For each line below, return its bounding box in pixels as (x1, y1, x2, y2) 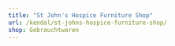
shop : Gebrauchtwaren (8, 26, 80, 34)
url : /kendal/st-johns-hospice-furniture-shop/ (8, 19, 168, 27)
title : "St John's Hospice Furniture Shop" (8, 11, 154, 19)
